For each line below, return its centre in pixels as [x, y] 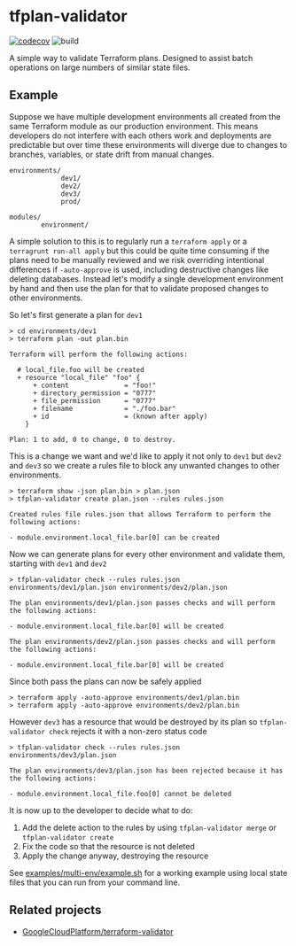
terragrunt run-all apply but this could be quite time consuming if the [140, 251]
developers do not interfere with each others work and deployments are [140, 136]
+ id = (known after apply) [120, 416]
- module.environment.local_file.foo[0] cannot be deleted [121, 794]
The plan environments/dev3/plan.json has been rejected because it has [146, 771]
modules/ [25, 217]
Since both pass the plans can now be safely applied [105, 681]
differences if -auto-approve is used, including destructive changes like [139, 269]
